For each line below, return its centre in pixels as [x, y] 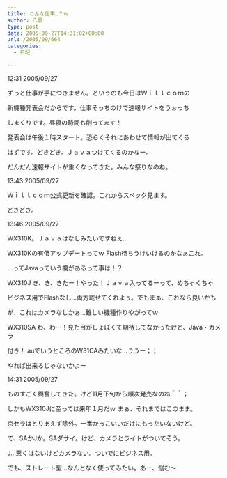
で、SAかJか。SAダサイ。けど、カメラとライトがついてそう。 [96, 438]
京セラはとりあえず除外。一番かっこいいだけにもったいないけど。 [102, 423]
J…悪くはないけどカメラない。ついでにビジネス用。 [82, 453]
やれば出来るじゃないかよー [47, 365]
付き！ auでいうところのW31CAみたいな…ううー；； [83, 350]
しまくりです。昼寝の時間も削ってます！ [65, 122]
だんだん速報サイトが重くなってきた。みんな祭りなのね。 [89, 167]
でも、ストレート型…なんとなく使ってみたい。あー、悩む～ [92, 468]
